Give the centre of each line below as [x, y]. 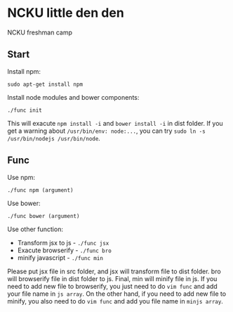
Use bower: [24, 203]
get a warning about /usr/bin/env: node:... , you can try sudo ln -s [106, 131]
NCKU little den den [66, 13]
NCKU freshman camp [40, 32]
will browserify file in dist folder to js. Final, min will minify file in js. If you [112, 278]
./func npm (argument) [40, 190]
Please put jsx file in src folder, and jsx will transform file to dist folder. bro [114, 271]
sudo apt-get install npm [45, 84]
